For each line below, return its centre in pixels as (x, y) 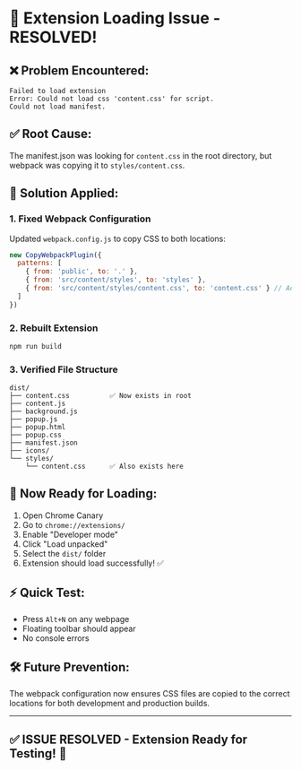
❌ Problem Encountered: (79, 70)
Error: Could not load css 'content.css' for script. (112, 99)
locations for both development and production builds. (110, 703)
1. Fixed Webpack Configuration (80, 219)
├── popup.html (38, 428)
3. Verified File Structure (64, 369)
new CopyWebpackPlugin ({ (56, 255)
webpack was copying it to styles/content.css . (97, 165)
